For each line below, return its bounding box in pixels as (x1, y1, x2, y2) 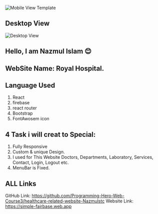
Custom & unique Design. (12, 149, 65, 155)
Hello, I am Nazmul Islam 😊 (5, 47, 91, 56)
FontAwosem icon (12, 116, 49, 122)
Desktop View (5, 19, 50, 28)
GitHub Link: (5, 193, 31, 199)
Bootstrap (12, 110, 33, 116)
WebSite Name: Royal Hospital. (5, 64, 104, 73)
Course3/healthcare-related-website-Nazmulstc (5, 198, 105, 204)
